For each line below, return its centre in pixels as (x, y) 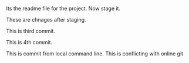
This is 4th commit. (29, 42)
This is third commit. (31, 31)
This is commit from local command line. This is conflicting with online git (95, 54)
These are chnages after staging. (46, 20)
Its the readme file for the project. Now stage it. (63, 8)
